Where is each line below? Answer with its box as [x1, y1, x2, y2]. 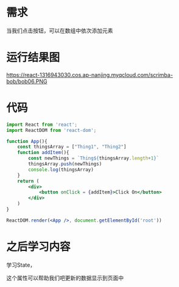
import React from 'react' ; [6, 122, 78, 128]
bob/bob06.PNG [6, 78, 47, 85]
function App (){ [6, 138, 47, 144]
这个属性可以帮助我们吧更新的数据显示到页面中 [6, 274, 124, 282]
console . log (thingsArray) [28, 166, 94, 173]
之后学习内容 [6, 240, 71, 253]
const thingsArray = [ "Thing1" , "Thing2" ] [17, 144, 127, 150]
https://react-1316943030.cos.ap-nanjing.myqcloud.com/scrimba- [6, 71, 174, 78]
